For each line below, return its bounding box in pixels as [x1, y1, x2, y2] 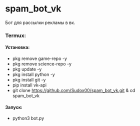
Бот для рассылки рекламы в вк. [5, 19, 75, 25]
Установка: [5, 44, 30, 50]
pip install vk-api [12, 82, 46, 88]
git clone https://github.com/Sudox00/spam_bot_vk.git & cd [12, 87, 135, 93]
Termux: [5, 32, 26, 39]
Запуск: [5, 104, 22, 110]
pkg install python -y [12, 71, 55, 77]
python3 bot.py [12, 115, 44, 121]
